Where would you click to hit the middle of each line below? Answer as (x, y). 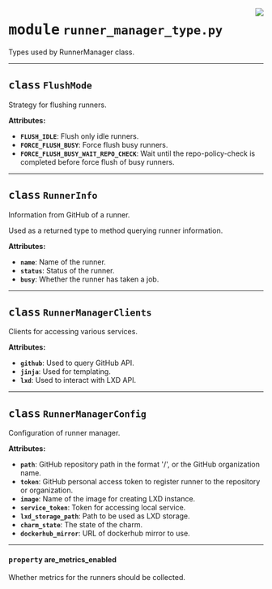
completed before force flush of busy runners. (97, 161)
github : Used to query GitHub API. (77, 363)
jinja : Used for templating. (65, 372)
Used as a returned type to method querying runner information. (116, 230)
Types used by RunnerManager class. (72, 52)
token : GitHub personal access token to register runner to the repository (140, 482)
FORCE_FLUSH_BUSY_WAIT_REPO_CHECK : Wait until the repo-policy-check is (138, 153)
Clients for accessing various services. (73, 332)
